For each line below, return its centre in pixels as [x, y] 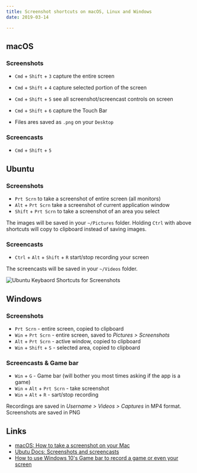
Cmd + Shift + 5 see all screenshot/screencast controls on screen [94, 99]
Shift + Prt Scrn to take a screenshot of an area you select [87, 212]
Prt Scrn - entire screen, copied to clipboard [69, 329]
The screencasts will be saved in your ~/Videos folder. [72, 269]
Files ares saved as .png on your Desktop [64, 122]
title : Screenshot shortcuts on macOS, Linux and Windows [79, 12]
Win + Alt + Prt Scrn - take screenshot [62, 388]
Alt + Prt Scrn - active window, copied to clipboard [77, 341]
